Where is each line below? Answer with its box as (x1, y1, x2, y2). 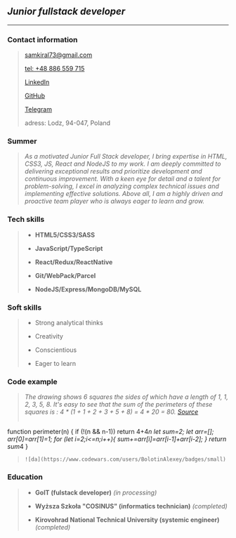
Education (7, 472, 44, 482)
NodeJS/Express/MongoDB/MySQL (34, 284, 142, 294)
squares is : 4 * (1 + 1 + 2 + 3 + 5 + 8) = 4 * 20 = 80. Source (24, 407, 199, 416)
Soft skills (7, 302, 42, 312)
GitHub (24, 91, 46, 100)
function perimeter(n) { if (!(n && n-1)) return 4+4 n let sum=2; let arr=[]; (7, 428, 214, 436)
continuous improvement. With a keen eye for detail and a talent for (24, 175, 221, 183)
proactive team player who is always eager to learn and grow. (24, 197, 205, 206)
